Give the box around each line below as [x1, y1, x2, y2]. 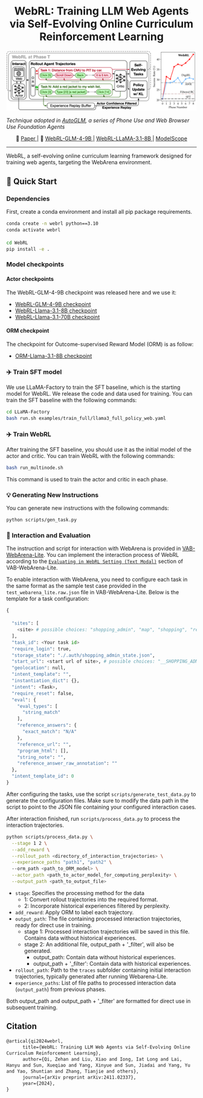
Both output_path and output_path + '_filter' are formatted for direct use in [6, 997, 191, 1004]
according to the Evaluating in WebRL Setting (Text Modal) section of [6, 557, 183, 565]
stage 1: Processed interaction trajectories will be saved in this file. [24, 928, 190, 935]
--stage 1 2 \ [11, 840, 47, 846]
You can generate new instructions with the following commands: [6, 504, 169, 512]
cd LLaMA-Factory [6, 409, 50, 415]
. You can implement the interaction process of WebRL [43, 551, 179, 559]
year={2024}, [22, 1080, 56, 1087]
